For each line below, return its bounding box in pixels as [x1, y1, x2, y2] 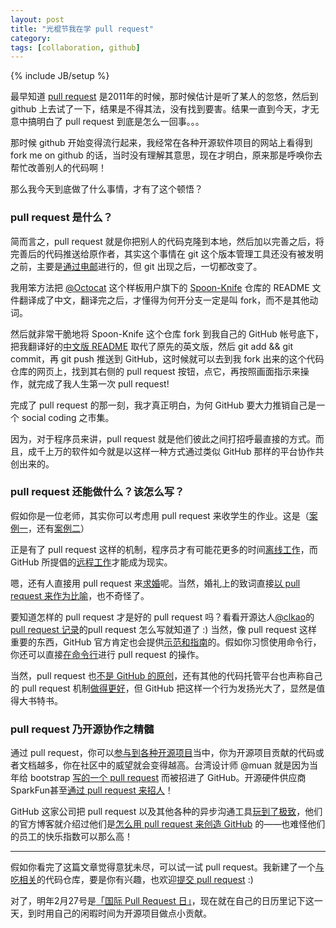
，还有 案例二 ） [28, 522, 90, 534]
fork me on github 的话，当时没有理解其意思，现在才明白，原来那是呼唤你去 [10, 149, 323, 161]
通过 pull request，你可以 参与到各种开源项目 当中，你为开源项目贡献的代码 [10, 747, 316, 759]
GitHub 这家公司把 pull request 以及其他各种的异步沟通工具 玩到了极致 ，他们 [10, 806, 323, 818]
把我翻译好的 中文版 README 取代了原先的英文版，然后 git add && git [10, 340, 294, 352]
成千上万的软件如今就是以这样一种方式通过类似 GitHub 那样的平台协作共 [27, 445, 325, 457]
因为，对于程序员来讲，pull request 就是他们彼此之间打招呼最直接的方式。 [10, 432, 316, 445]
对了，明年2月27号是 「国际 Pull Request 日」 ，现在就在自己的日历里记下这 [10, 895, 315, 907]
